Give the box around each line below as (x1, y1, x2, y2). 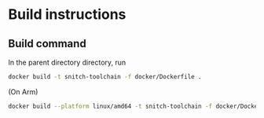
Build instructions (8, 6, 126, 24)
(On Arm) (8, 87, 38, 96)
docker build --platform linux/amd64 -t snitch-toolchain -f (8, 102, 213, 110)
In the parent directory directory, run (8, 57, 126, 67)
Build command (8, 37, 86, 50)
